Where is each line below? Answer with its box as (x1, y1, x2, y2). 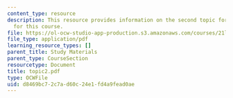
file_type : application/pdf (7, 36, 89, 43)
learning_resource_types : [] (7, 42, 92, 49)
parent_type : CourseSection (7, 55, 89, 62)
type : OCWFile (7, 74, 49, 81)
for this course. (13, 23, 64, 30)
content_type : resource (7, 10, 76, 17)
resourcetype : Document (7, 61, 76, 68)
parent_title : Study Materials (7, 49, 98, 56)
